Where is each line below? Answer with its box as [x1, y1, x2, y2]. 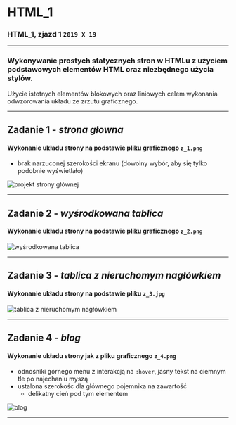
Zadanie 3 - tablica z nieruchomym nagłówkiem [7, 269, 221, 281]
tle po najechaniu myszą [17, 374, 88, 383]
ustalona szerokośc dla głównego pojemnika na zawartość [17, 382, 188, 391]
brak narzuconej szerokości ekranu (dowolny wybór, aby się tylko [17, 159, 208, 167]
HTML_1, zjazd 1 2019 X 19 [7, 30, 97, 39]
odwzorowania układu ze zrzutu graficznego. [7, 96, 138, 106]
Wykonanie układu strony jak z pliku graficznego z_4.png [7, 351, 177, 360]
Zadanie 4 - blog [7, 331, 81, 343]
